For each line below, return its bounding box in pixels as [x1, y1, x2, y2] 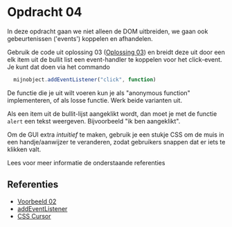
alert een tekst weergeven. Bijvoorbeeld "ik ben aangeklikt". [7, 117, 181, 125]
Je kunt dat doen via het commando [7, 62, 111, 71]
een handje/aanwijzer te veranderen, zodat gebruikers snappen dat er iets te [7, 137, 226, 146]
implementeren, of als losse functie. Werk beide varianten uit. [7, 96, 182, 104]
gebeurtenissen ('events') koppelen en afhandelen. [7, 34, 154, 42]
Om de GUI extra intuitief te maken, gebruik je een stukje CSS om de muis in [7, 130, 224, 139]
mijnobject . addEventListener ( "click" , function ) [13, 76, 157, 83]
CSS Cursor [17, 212, 51, 220]
